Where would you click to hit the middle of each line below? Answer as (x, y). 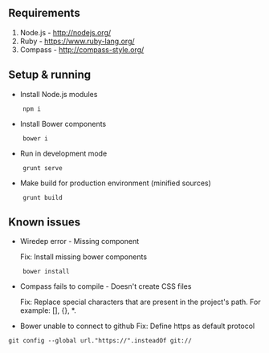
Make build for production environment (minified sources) (115, 183)
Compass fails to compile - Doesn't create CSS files (106, 286)
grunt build (43, 197)
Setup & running (50, 75)
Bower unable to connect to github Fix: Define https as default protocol (137, 326)
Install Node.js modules (59, 94)
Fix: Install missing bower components (83, 257)
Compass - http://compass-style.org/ (82, 49)
